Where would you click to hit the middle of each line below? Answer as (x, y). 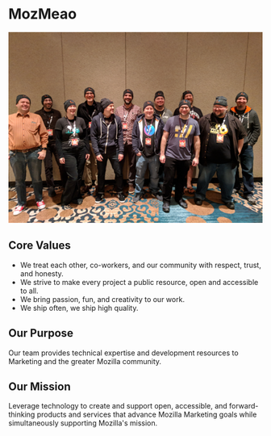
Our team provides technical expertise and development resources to (124, 353)
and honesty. (42, 273)
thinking (22, 415)
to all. (29, 291)
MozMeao (43, 14)
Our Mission (40, 386)
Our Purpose (41, 333)
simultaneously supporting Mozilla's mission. (83, 423)
